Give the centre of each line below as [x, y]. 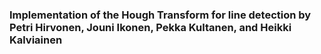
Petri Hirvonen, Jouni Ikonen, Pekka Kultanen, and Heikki [150, 27]
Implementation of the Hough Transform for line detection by [160, 15]
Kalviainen [36, 40]
